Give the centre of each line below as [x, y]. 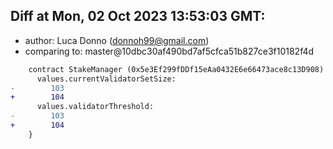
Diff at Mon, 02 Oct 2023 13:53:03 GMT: [138, 16]
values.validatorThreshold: [95, 107]
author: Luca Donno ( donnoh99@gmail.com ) [117, 40]
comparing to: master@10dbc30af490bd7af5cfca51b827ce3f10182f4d [169, 51]
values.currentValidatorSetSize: [106, 79]
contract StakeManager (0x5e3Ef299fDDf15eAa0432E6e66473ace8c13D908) [176, 69]
